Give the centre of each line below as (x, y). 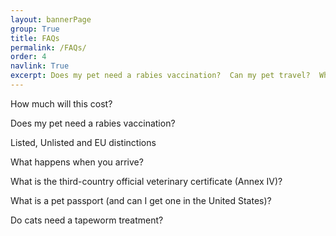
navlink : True (40, 66)
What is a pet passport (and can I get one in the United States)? (141, 200)
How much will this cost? (61, 103)
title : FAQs (35, 38)
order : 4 (28, 57)
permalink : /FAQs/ (48, 47)
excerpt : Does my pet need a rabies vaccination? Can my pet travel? (160, 76)
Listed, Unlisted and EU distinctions (83, 142)
